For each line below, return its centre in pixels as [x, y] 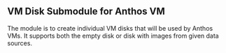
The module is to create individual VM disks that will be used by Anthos [110, 28]
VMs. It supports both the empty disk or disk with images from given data [113, 36]
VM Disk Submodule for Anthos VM [86, 12]
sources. [20, 43]
